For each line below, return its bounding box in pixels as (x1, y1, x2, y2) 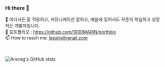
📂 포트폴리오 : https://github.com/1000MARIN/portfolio (5, 29, 116, 35)
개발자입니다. (14, 22, 40, 29)
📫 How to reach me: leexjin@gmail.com (5, 35, 88, 41)
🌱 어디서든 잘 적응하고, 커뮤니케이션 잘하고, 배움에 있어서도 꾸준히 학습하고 (5, 16, 151, 22)
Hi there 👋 (5, 4, 30, 11)
